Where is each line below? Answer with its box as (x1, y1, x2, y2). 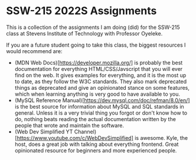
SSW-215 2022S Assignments (6, 4, 157, 18)
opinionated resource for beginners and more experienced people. (14, 146, 177, 154)
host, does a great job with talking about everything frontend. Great (14, 141, 179, 148)
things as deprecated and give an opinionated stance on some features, (14, 84, 190, 91)
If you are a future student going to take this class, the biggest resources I (6, 41, 186, 48)
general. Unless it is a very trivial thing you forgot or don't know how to (14, 109, 188, 116)
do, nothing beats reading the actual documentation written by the (14, 115, 176, 122)
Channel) (74, 128, 97, 135)
